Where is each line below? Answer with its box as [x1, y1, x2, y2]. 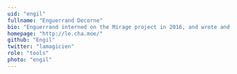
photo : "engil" [7, 56, 53, 63]
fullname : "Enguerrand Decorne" [7, 17, 103, 24]
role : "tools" [7, 50, 50, 57]
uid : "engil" [7, 10, 46, 18]
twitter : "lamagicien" [7, 43, 75, 50]
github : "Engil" [7, 37, 55, 44]
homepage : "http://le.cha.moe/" [7, 30, 103, 37]
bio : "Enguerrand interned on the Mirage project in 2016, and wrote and [7, 23, 231, 30]
